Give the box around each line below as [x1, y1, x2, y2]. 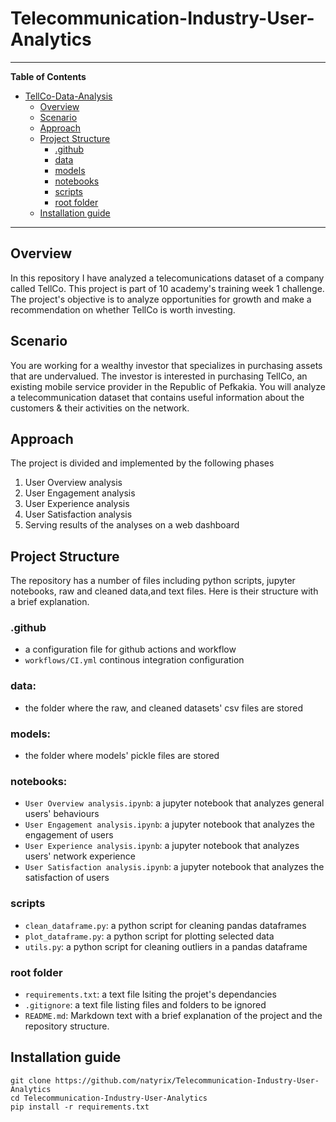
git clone [10, 1075, 52, 1086]
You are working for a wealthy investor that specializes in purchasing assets [10, 359, 323, 371]
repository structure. [24, 1020, 110, 1032]
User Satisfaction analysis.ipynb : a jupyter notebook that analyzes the [24, 861, 325, 873]
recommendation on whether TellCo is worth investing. [10, 303, 236, 316]
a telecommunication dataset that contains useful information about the [10, 391, 305, 403]
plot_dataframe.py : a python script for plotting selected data [24, 930, 275, 942]
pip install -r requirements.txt [10, 1102, 150, 1112]
